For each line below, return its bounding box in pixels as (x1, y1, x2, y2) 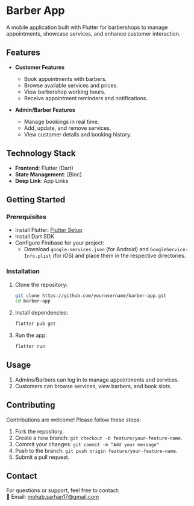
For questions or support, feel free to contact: (6, 487, 119, 494)
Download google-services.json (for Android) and (23, 246, 149, 253)
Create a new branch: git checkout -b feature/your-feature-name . (14, 434, 183, 441)
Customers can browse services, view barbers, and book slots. (14, 382, 172, 389)
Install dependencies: (14, 309, 69, 316)
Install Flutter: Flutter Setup (14, 226, 83, 234)
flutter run (14, 344, 45, 350)
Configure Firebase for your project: (14, 239, 105, 246)
